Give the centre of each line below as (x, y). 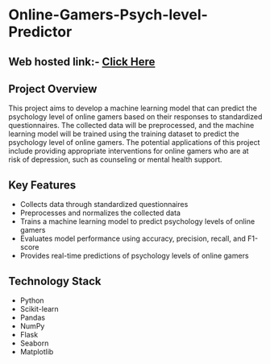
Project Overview (53, 89)
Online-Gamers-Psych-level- (108, 15)
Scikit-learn (39, 309)
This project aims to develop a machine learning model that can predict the (133, 108)
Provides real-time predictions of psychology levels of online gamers (134, 256)
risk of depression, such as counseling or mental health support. (116, 159)
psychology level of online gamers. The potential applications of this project (134, 143)
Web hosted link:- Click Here (82, 62)
